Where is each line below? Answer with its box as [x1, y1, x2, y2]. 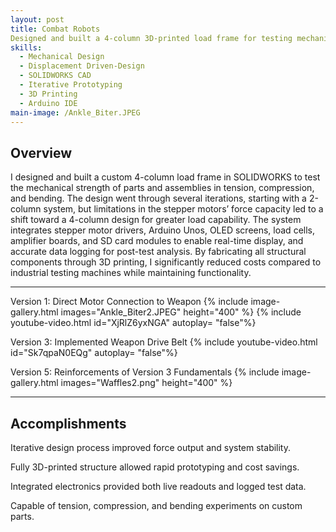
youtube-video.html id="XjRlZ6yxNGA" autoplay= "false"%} [10, 317, 257, 329]
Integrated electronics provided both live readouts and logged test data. [10, 481, 307, 492]
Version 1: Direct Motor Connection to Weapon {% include [10, 296, 249, 308]
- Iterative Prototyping [19, 80, 123, 90]
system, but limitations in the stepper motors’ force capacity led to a [43, 203, 324, 215]
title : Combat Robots [10, 24, 101, 34]
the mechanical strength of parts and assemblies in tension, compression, [10, 182, 315, 194]
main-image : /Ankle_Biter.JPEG [10, 107, 141, 118]
